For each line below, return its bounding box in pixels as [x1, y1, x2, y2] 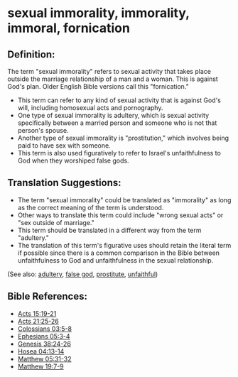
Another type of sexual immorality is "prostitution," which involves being [17, 133, 229, 142]
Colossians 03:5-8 [17, 324, 72, 333]
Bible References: [7, 290, 87, 302]
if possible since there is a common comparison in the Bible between [17, 248, 220, 257]
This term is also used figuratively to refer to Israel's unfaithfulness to [17, 149, 222, 157]
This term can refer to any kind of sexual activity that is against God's [17, 96, 222, 104]
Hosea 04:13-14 [17, 346, 65, 356]
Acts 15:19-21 [17, 309, 57, 317]
